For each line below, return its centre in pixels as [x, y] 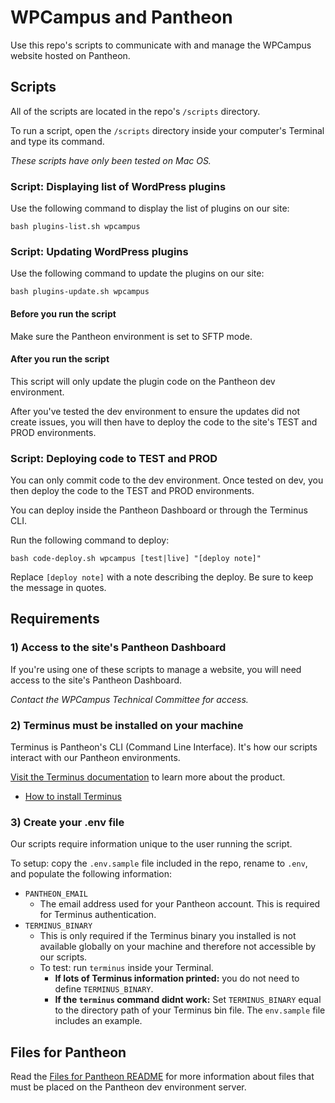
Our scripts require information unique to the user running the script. [151, 844]
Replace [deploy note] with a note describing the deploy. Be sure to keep [162, 577]
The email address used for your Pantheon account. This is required [180, 904]
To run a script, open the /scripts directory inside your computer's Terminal [167, 130]
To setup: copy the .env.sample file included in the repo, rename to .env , [159, 863]
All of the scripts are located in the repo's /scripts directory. [135, 111]
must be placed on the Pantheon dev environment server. [128, 1087]
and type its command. [57, 141]
